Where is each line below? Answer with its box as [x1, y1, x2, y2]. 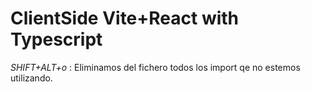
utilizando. [10, 72, 53, 84]
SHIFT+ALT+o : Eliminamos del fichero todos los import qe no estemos [10, 61, 301, 73]
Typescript [10, 28, 103, 51]
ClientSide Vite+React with [10, 7, 240, 30]
